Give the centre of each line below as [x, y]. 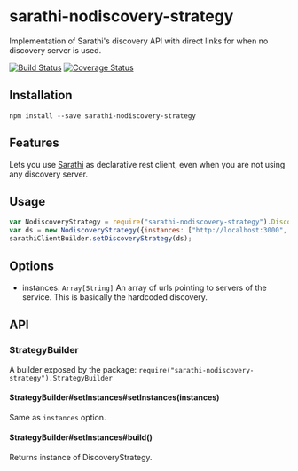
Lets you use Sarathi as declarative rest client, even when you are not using [147, 164]
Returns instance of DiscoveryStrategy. [81, 457]
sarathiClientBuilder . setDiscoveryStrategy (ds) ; [101, 239]
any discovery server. [49, 174]
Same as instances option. [58, 417]
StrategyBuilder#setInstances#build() [81, 437]
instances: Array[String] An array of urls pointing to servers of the [145, 287]
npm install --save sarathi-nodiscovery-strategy [103, 116]
